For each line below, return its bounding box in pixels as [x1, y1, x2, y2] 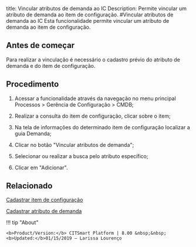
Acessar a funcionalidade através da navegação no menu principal [14, 95, 176, 102]
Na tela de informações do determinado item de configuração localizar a [14, 123, 191, 131]
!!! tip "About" [6, 219, 39, 226]
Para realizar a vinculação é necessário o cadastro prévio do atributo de [6, 56, 180, 63]
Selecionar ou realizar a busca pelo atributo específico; [14, 152, 148, 160]
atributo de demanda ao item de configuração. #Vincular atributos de [6, 11, 174, 18]
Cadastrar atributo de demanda [6, 208, 82, 215]
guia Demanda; [14, 130, 52, 137]
